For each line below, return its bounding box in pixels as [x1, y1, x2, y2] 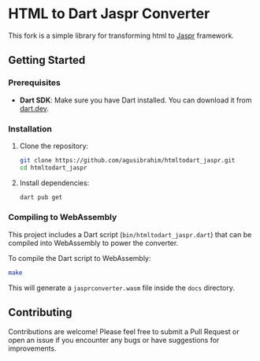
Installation [8, 123, 53, 134]
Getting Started [8, 54, 86, 67]
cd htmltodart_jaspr [19, 163, 87, 172]
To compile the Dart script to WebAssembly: [8, 253, 151, 262]
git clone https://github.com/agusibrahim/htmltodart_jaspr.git [19, 156, 236, 164]
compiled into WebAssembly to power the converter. [8, 238, 179, 247]
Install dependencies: [19, 178, 90, 188]
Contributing [8, 306, 72, 319]
